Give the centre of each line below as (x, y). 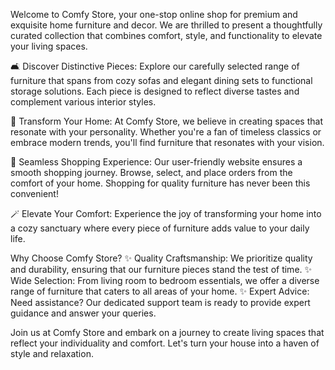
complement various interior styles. (83, 102)
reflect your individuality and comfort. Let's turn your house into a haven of (165, 343)
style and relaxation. (52, 353)
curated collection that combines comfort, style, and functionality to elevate (166, 35)
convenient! (34, 193)
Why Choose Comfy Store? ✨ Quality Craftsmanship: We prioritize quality (161, 258)
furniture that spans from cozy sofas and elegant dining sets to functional (161, 80)
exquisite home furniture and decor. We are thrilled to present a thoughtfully (166, 25)
